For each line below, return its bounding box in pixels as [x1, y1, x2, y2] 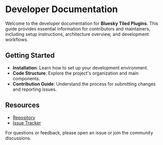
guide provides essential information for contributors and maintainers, [5, 25, 150, 31]
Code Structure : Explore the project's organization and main [12, 70, 139, 76]
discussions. [5, 135, 31, 141]
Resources [5, 101, 40, 110]
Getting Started [5, 51, 55, 60]
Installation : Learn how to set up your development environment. [12, 64, 148, 70]
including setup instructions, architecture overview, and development [5, 31, 149, 37]
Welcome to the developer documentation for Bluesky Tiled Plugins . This [5, 20, 158, 26]
